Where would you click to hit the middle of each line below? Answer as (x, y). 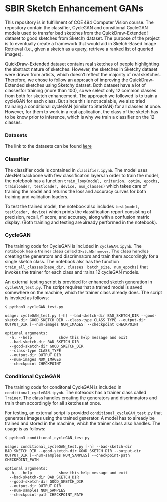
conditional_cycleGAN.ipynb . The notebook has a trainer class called (76, 393)
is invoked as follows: (27, 298)
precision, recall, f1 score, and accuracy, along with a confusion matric (78, 217)
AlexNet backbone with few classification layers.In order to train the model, (82, 175)
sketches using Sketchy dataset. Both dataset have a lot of (85, 85)
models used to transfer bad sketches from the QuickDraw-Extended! (77, 33)
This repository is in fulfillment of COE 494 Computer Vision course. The (80, 22)
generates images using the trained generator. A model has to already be (80, 418)
